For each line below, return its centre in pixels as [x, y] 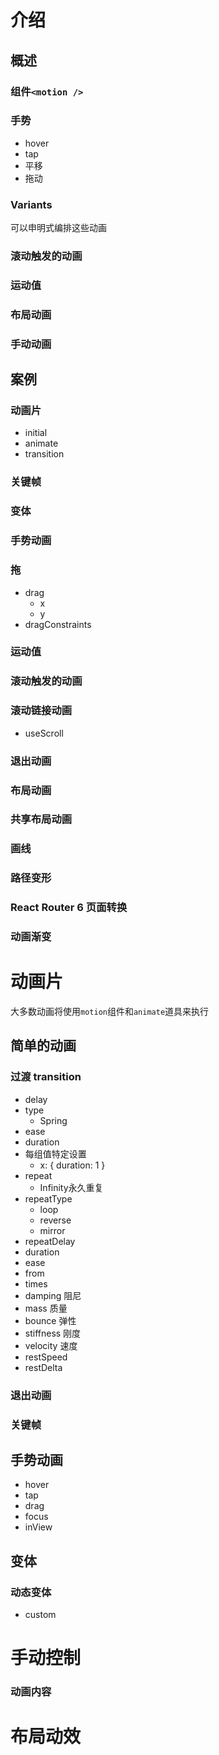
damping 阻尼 [53, 1295]
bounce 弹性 [50, 1320]
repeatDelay [50, 1241]
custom [40, 1615]
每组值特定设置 [55, 1153]
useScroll [44, 733]
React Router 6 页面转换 [69, 908]
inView [38, 1527]
